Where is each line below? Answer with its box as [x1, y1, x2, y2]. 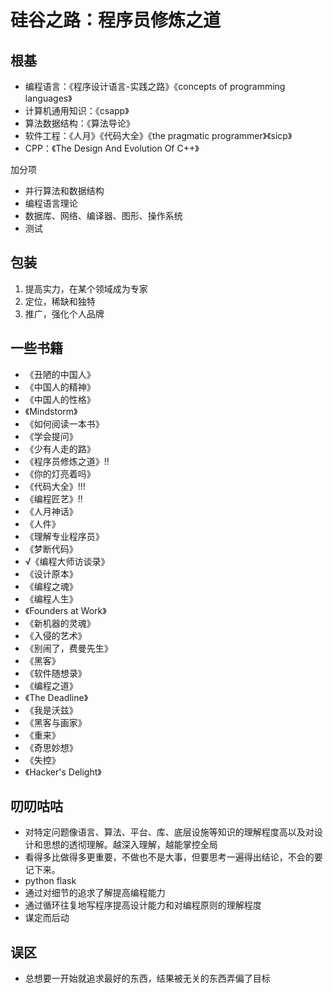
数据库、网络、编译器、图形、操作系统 [24, 210, 183, 221]
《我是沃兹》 [24, 704, 78, 716]
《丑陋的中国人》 [24, 368, 96, 380]
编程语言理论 [24, 197, 78, 209]
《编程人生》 [24, 592, 78, 605]
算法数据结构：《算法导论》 [24, 117, 135, 129]
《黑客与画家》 [24, 716, 87, 728]
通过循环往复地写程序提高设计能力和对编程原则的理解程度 [24, 899, 262, 911]
